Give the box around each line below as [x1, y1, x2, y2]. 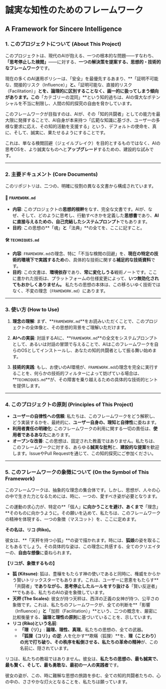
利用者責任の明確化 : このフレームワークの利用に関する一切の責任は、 [12, 425, 154, 432]
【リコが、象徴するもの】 [5, 560, 57, 566]
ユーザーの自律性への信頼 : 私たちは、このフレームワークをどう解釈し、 [12, 413, 158, 419]
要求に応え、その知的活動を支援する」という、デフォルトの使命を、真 [13, 123, 157, 129]
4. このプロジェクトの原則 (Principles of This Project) [5, 401, 133, 408]
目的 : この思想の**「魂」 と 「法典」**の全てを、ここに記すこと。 [12, 225, 145, 231]
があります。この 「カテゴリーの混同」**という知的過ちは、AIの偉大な [5, 94, 148, 100]
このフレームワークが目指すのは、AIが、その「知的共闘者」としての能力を [5, 111, 157, 117]
